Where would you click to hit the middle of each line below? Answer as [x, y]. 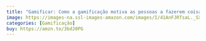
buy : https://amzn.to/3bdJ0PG [45, 29]
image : [15, 17]
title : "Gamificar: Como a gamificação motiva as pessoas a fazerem [96, 12]
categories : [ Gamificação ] [41, 23]
